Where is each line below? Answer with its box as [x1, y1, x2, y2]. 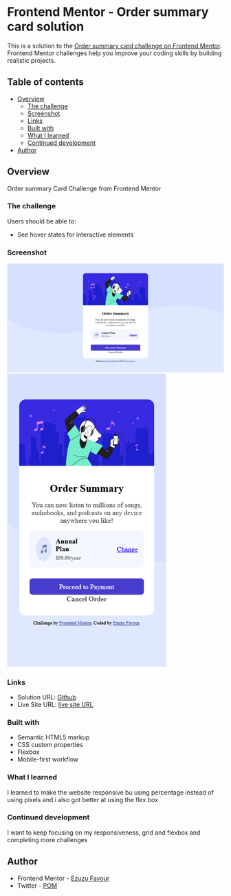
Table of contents [7, 77, 84, 88]
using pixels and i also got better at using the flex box [7, 795, 159, 804]
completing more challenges [7, 835, 88, 844]
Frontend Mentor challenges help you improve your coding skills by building [7, 49, 222, 57]
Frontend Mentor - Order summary [7, 4, 209, 20]
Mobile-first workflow [16, 755, 79, 764]
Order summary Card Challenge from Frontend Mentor [7, 184, 162, 192]
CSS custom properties [16, 741, 84, 749]
